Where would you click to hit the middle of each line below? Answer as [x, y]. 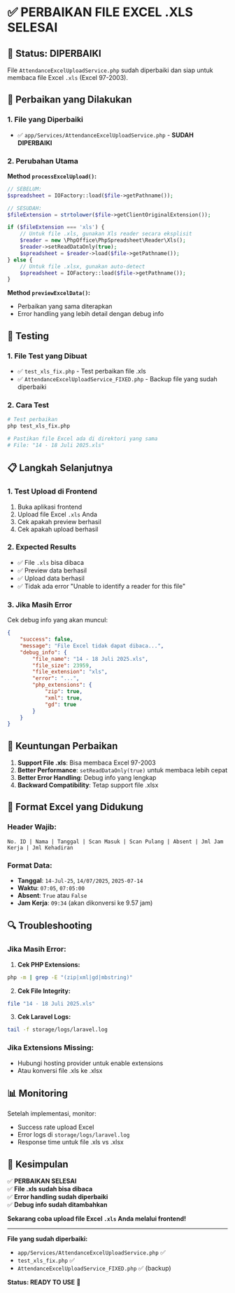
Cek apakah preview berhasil [59, 521]
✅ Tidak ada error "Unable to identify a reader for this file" [101, 586]
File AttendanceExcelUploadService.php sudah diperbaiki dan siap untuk [110, 70]
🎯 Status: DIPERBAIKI [54, 53]
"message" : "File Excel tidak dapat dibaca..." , [92, 645]
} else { [20, 260]
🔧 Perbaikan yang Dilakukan [70, 100]
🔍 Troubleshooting [50, 926]
